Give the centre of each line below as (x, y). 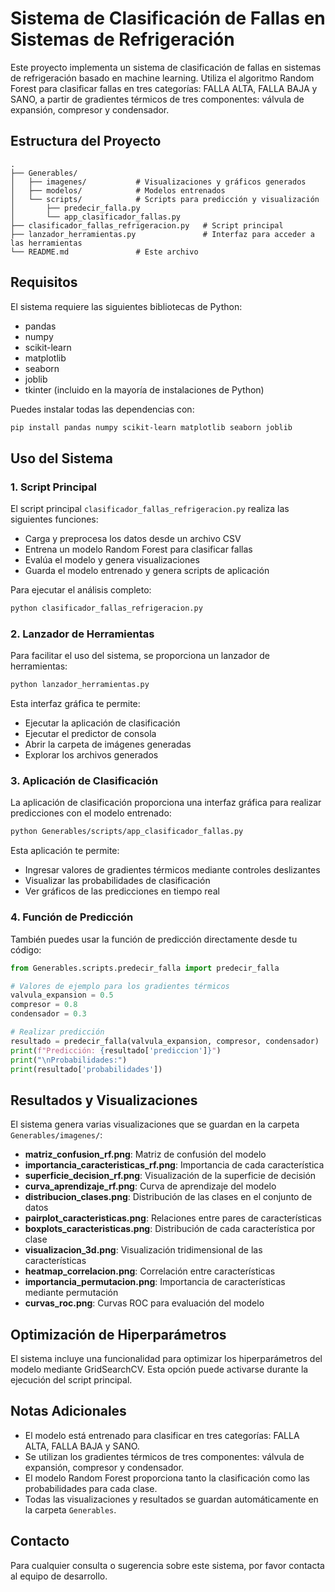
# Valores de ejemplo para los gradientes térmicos (120, 986)
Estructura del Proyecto (86, 141)
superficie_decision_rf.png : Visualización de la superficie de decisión (170, 1176)
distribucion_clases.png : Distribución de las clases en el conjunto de (168, 1197)
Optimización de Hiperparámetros (118, 1334)
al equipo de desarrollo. (59, 1576)
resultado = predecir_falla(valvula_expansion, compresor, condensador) (165, 1041)
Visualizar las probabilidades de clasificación (117, 881)
